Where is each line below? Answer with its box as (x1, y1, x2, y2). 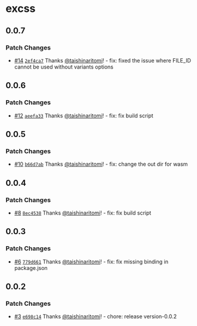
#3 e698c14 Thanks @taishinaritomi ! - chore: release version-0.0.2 (14, 313, 177, 320)
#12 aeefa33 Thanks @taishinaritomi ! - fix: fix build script (14, 112, 153, 119)
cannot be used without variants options (14, 63, 114, 70)
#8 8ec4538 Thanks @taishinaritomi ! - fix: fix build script (14, 209, 152, 216)
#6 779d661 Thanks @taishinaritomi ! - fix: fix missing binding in (14, 258, 168, 265)
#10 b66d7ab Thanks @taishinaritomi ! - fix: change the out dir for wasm (14, 160, 188, 168)
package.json (14, 264, 48, 271)
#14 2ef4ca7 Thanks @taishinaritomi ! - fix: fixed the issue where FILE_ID (14, 57, 192, 64)
